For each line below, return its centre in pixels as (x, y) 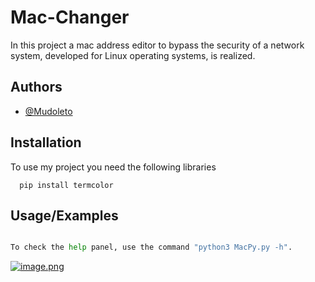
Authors (36, 87)
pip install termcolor (66, 185)
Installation (46, 142)
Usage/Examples (64, 215)
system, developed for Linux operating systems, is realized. (133, 55)
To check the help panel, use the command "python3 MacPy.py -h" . (151, 247)
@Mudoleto (48, 111)
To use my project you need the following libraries (113, 167)
